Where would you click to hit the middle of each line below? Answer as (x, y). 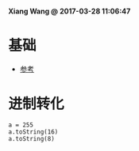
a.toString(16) (33, 132)
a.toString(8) (32, 139)
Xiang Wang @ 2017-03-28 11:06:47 (69, 11)
